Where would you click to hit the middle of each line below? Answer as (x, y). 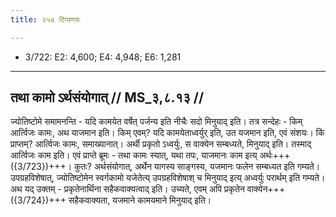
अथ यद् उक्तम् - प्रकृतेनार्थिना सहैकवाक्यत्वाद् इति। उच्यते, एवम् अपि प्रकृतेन (127, 189)
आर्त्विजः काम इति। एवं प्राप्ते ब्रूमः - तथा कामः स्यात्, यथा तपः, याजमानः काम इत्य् (134, 155)
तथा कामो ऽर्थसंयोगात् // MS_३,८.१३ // (107, 97)
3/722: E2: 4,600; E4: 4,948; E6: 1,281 (103, 57)
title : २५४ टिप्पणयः (45, 19)
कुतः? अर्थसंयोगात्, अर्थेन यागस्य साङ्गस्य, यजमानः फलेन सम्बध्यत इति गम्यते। (197, 167)
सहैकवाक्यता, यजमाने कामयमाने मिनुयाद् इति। (140, 200)
